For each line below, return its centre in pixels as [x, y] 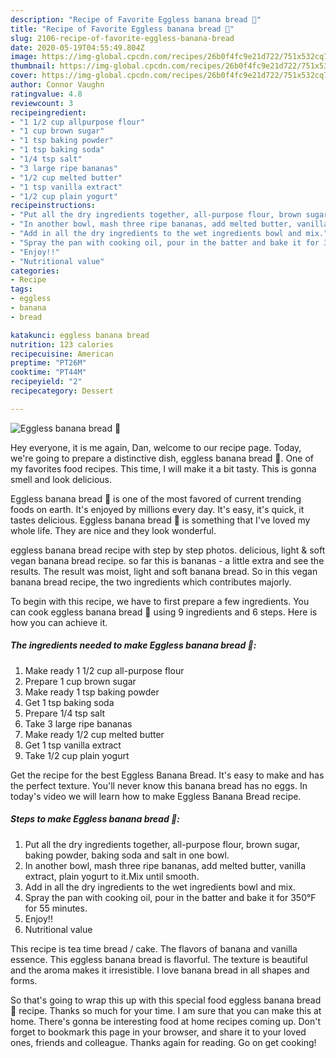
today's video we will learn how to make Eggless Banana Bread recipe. [156, 796]
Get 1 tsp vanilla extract [73, 745]
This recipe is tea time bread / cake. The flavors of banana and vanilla [154, 948]
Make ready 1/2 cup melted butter [94, 734]
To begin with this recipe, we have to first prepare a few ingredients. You [160, 601]
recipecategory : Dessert [62, 391]
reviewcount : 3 [42, 103]
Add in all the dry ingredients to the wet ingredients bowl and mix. [160, 887]
